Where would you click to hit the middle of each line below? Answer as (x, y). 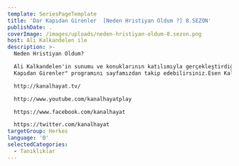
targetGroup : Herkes (38, 131)
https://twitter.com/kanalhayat (62, 125)
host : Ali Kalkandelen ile (47, 41)
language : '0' (28, 138)
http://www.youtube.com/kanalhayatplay (73, 99)
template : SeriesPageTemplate (52, 14)
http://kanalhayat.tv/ (47, 86)
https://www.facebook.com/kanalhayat (70, 112)
